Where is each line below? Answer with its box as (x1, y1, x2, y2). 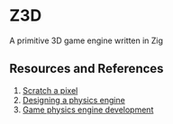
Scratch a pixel (22, 84, 78, 95)
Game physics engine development (22, 104, 154, 115)
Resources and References (9, 61, 164, 76)
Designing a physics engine (22, 94, 126, 105)
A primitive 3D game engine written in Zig (9, 35, 164, 46)
